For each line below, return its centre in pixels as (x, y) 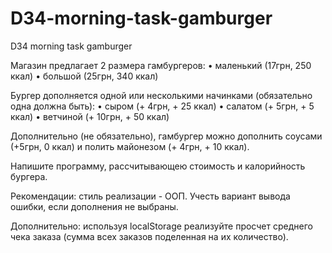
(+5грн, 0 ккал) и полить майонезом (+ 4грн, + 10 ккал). (130, 146)
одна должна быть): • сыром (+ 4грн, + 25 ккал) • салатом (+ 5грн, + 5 (162, 106)
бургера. (29, 176)
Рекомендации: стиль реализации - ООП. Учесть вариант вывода (150, 196)
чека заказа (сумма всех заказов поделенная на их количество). (149, 236)
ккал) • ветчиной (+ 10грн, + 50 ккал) (90, 116)
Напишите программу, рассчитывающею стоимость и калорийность (158, 166)
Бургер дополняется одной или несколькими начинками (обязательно (161, 95)
